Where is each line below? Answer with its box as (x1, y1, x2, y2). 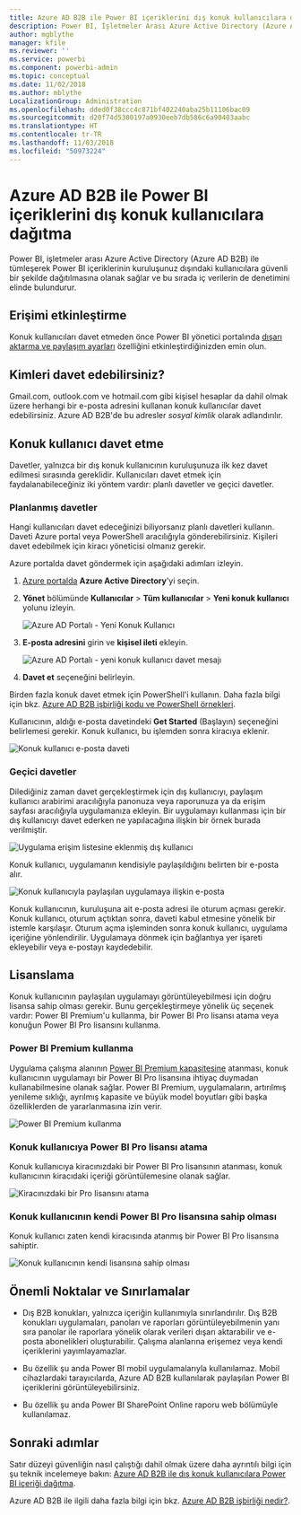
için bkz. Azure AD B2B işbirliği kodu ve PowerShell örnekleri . (9, 699, 236, 710)
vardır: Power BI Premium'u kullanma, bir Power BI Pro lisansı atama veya (9, 1011, 279, 1021)
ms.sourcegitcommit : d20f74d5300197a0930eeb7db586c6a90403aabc (9, 113, 251, 122)
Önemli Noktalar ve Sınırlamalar (9, 1283, 191, 1299)
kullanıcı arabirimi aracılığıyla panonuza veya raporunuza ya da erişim (9, 795, 266, 806)
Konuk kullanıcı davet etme (9, 436, 164, 451)
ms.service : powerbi (9, 55, 87, 64)
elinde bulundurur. (9, 282, 77, 293)
